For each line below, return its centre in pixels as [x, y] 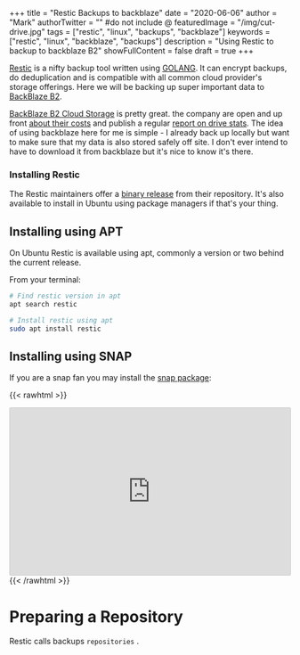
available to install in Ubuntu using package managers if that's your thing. [144, 203]
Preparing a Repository [97, 616]
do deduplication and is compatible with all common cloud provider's [136, 78]
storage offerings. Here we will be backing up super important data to [137, 87]
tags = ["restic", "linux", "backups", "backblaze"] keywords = [159, 32]
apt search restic [43, 304]
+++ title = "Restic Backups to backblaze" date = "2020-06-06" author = [143, 13]
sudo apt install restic [55, 329]
